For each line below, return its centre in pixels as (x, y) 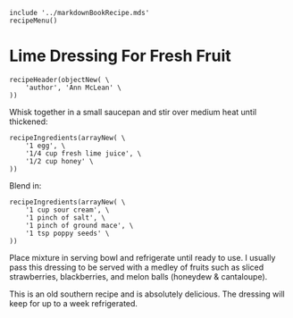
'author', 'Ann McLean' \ (74, 88)
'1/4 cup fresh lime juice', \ (84, 153)
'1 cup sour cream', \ (67, 210)
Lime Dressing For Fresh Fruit (121, 56)
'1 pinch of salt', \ (65, 218)
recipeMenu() (33, 21)
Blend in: (25, 185)
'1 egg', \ (46, 146)
